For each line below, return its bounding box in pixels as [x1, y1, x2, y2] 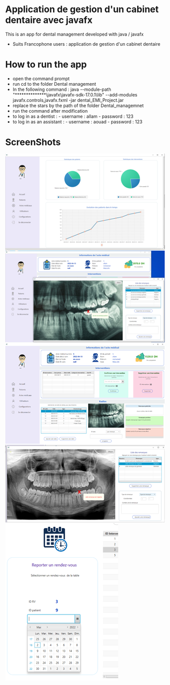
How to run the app [5, 59, 87, 71]
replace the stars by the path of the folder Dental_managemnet [12, 102, 144, 109]
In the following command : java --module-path [12, 86, 111, 92]
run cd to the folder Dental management [12, 81, 96, 87]
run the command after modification [12, 108, 88, 114]
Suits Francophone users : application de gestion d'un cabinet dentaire [12, 41, 160, 47]
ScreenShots [5, 136, 61, 148]
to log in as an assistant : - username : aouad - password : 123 [12, 118, 143, 125]
